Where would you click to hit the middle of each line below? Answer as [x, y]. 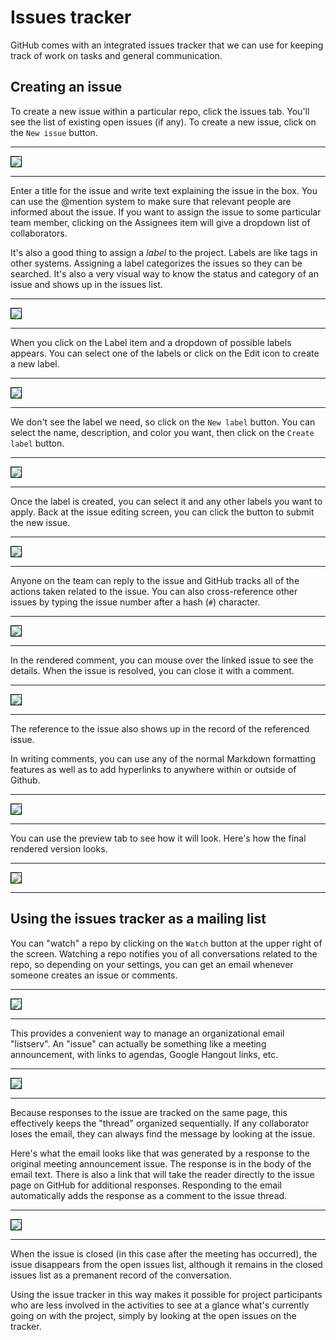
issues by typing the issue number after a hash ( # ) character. [135, 602]
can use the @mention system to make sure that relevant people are [151, 201]
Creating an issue [66, 87]
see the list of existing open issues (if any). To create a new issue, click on [163, 122]
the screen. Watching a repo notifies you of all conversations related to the [164, 953]
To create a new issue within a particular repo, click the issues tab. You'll [160, 111]
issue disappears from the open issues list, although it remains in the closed [166, 1264]
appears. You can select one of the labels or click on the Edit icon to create [165, 353]
